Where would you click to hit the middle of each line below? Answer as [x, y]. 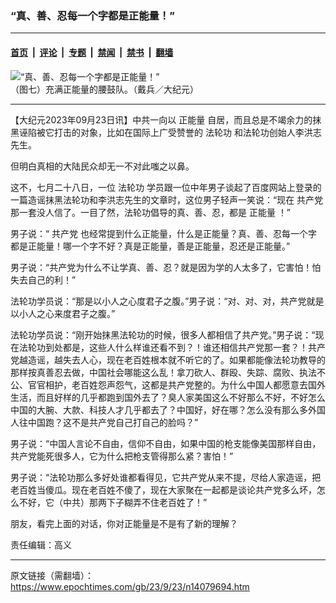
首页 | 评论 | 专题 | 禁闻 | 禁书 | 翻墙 [92, 52]
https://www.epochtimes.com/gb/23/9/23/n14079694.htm [130, 586]
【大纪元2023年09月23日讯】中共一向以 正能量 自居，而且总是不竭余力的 [161, 119]
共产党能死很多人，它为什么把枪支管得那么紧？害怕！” [122, 456]
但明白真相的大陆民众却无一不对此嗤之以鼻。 [102, 166]
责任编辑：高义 [41, 544]
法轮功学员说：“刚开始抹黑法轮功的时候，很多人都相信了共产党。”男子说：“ [163, 334]
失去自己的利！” [43, 279]
